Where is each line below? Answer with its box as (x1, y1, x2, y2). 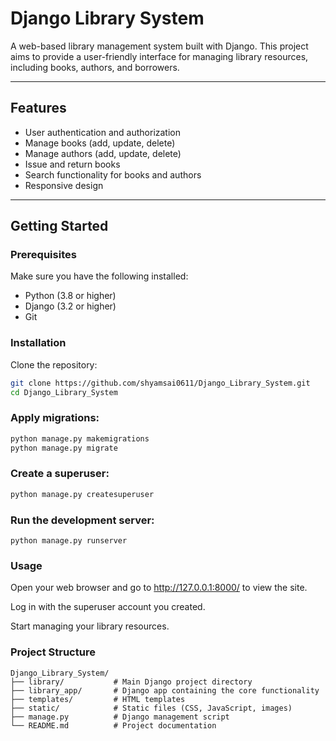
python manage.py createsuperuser (10, 489, 155, 499)
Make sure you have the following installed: (10, 270, 189, 282)
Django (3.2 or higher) (24, 300, 117, 312)
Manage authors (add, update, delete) (24, 147, 182, 159)
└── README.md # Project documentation (10, 720, 217, 731)
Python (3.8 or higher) (24, 290, 117, 302)
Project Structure (10, 645, 96, 659)
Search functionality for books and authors (24, 168, 202, 181)
